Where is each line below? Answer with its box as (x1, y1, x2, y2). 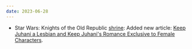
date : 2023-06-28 (6, 8, 49, 14)
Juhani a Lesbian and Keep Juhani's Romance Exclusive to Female (14, 30, 175, 37)
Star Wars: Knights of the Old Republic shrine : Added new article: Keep (14, 24, 186, 31)
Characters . (14, 36, 43, 43)
